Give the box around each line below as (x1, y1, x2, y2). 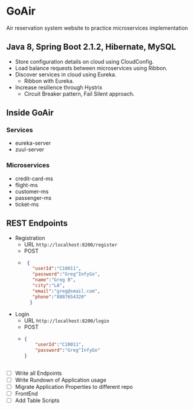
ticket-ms (15, 200, 39, 208)
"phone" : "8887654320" (32, 294, 87, 300)
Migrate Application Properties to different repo (15, 383, 133, 391)
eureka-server (15, 139, 51, 147)
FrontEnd (15, 390, 38, 397)
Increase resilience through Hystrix (15, 84, 103, 91)
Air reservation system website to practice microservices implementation (6, 24, 189, 31)
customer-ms (15, 188, 49, 195)
